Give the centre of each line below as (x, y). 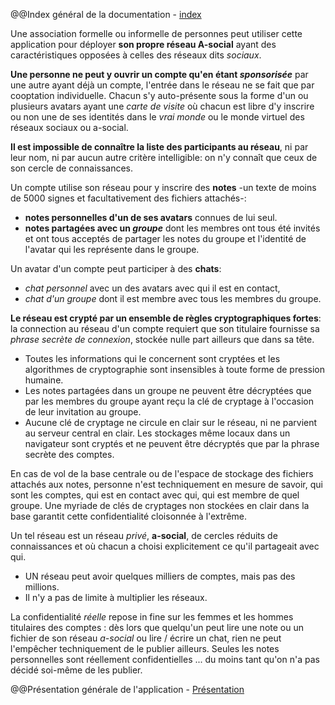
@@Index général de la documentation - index (106, 14)
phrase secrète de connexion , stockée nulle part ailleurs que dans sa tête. (162, 339)
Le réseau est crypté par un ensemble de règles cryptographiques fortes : (166, 318)
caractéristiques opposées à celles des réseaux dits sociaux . (136, 55)
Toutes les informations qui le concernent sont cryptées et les (152, 358)
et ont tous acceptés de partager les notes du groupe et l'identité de (165, 238)
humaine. (44, 380)
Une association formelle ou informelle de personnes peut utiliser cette (156, 33)
